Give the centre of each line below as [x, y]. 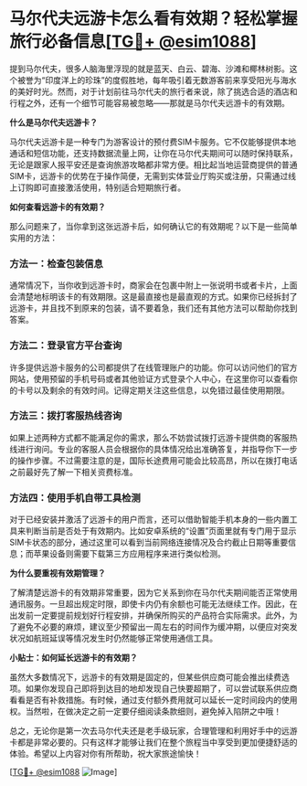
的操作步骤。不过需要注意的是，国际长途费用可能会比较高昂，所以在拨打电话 [153, 460]
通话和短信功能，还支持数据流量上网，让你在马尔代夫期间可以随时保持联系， [153, 153]
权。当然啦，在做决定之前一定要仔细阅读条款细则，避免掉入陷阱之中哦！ [145, 712]
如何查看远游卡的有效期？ [58, 207]
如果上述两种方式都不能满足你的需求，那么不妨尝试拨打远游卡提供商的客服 [149, 437]
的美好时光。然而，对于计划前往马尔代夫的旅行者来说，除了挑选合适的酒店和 [153, 91]
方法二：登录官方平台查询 [66, 345]
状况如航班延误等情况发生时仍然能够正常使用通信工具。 [113, 638]
